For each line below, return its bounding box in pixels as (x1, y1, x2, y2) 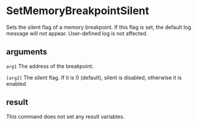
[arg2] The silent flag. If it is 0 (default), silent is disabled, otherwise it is (6, 74, 182, 81)
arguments (6, 47, 47, 57)
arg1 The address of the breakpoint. (6, 62, 94, 69)
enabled (6, 80, 26, 87)
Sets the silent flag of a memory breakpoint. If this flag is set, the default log (6, 24, 191, 31)
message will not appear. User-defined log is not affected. (6, 29, 148, 37)
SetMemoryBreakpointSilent (6, 4, 150, 18)
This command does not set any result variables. (6, 113, 125, 120)
